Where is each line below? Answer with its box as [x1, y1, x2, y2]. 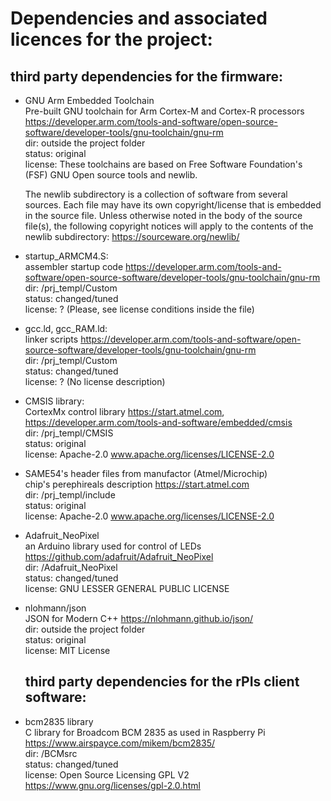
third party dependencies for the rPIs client [24, 673, 300, 691]
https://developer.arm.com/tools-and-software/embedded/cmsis [24, 417, 293, 428]
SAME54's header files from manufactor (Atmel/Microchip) [24, 468, 268, 479]
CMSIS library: [24, 395, 85, 407]
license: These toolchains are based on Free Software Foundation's [24, 158, 303, 170]
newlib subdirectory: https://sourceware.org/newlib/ [24, 231, 240, 242]
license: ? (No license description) [24, 376, 166, 387]
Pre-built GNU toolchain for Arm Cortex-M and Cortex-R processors [24, 105, 305, 117]
